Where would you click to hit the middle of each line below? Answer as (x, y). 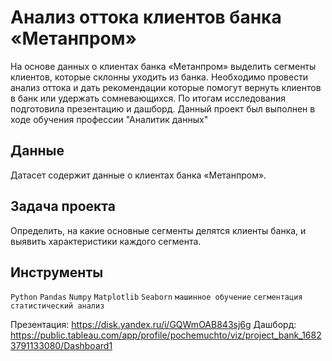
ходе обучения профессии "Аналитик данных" (109, 119)
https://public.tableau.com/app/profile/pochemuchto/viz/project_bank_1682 (166, 335)
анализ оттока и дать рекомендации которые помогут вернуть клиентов (166, 87)
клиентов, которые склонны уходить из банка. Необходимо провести (159, 77)
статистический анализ (57, 306)
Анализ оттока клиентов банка (146, 17)
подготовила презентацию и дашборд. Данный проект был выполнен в (163, 108)
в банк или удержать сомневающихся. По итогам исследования (148, 98)
